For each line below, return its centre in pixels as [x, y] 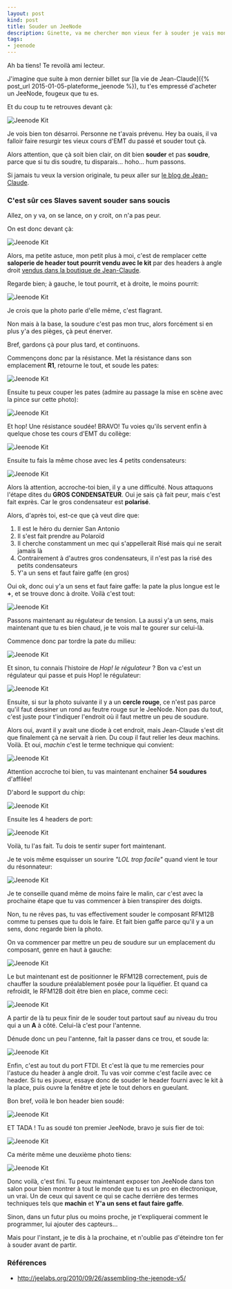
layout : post [26, 13]
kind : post [23, 20]
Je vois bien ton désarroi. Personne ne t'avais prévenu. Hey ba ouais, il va [112, 133]
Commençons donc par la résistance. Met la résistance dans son [99, 358]
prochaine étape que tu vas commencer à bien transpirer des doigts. [105, 901]
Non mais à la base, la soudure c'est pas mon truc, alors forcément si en [110, 324]
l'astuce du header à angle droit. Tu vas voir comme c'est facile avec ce [109, 1073]
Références [27, 1263]
